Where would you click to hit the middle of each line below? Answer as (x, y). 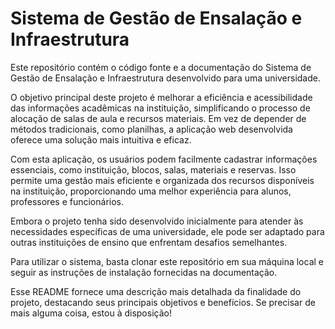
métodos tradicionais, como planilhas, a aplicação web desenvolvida (151, 129)
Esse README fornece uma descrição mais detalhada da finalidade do (156, 291)
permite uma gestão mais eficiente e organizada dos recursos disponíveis (162, 180)
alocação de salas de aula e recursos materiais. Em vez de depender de (158, 118)
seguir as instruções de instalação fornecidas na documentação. (144, 272)
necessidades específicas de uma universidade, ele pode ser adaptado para (167, 231)
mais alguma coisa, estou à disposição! (91, 313)
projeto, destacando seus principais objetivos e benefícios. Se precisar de (163, 302)
